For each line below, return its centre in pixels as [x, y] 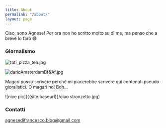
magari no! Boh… [50, 87]
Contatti [15, 109]
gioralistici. [16, 87]
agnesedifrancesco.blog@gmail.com [43, 120]
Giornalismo [20, 51]
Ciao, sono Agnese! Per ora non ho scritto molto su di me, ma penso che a [81, 33]
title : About [19, 10]
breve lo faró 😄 [21, 38]
